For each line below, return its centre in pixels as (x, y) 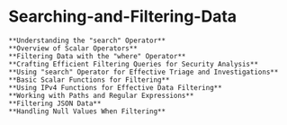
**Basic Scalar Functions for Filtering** (89, 80)
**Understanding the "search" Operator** (87, 40)
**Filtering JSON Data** (55, 103)
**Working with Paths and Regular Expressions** (101, 95)
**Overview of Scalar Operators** (73, 48)
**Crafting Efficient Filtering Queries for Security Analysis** (133, 64)
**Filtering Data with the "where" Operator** (97, 56)
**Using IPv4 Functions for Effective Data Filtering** (115, 87)
